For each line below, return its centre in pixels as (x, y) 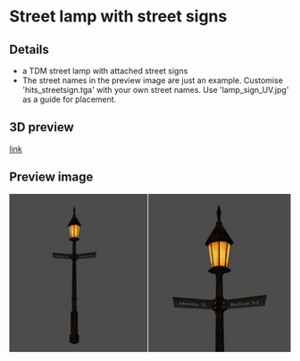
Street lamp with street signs (118, 17)
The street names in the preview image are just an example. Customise (153, 80)
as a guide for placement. (69, 99)
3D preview (42, 127)
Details (29, 50)
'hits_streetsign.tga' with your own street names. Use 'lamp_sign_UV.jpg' (155, 90)
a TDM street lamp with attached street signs (105, 71)
